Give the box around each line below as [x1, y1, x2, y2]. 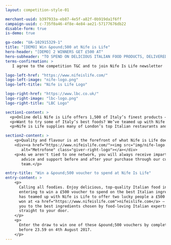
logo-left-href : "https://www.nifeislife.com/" [5, 73, 108, 78]
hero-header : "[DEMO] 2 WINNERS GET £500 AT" [5, 49, 103, 54]
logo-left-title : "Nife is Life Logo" [5, 82, 88, 87]
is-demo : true [5, 31, 36, 36]
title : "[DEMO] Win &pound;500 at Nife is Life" [5, 45, 110, 50]
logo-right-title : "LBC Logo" [5, 100, 70, 106]
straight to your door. [18, 208, 70, 214]
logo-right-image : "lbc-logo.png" [5, 96, 79, 101]
